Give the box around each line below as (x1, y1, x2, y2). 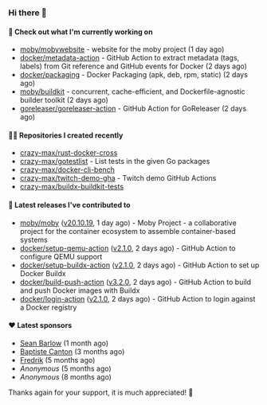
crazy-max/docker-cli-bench (19, 165, 116, 174)
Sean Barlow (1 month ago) (19, 338, 109, 348)
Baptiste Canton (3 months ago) (19, 346, 125, 356)
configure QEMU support (19, 251, 103, 261)
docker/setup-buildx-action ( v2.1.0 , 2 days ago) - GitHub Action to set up (19, 260, 260, 270)
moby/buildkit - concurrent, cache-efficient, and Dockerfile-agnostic (19, 87, 245, 96)
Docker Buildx (19, 268, 66, 278)
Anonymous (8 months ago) (19, 372, 112, 381)
